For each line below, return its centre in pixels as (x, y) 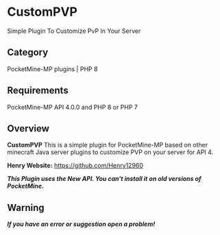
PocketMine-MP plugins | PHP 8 (52, 69)
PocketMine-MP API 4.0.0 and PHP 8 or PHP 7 (73, 107)
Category (28, 52)
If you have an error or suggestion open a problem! (81, 224)
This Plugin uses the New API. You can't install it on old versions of (104, 179)
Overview (28, 128)
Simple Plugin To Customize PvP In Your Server (74, 31)
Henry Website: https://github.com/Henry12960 (75, 166)
